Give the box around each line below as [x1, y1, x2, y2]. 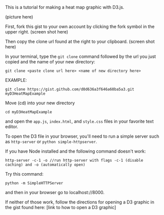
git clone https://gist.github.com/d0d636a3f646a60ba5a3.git [5, 87, 135, 92]
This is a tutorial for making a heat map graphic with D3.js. [5, 4, 124, 10]
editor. [5, 124, 18, 129]
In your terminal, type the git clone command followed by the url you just [5, 53, 156, 59]
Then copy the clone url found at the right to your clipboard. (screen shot [5, 38, 155, 44]
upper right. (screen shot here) [5, 29, 69, 34]
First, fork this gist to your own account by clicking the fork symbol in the [5, 23, 155, 29]
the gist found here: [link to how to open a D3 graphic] [5, 205, 116, 210]
